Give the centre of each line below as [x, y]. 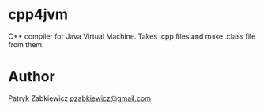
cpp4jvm [38, 15]
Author [32, 77]
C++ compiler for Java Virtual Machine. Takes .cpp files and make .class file [132, 36]
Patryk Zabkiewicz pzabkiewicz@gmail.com [80, 98]
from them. [26, 44]
